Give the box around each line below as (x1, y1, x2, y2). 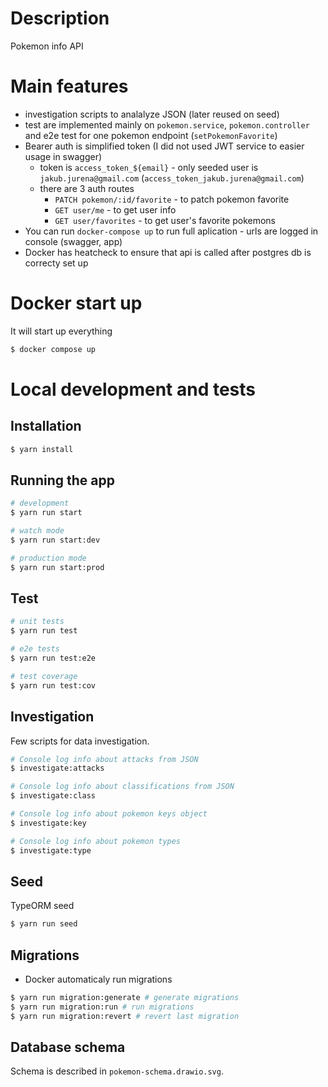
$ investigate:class (10, 791, 97, 801)
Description (10, 7, 110, 30)
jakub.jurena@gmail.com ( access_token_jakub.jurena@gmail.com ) (39, 172, 305, 184)
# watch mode (10, 526, 65, 536)
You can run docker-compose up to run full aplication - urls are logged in (24, 225, 319, 237)
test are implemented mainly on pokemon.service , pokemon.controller (24, 118, 310, 131)
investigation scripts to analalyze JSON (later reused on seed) (24, 108, 280, 120)
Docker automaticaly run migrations (24, 973, 173, 985)
